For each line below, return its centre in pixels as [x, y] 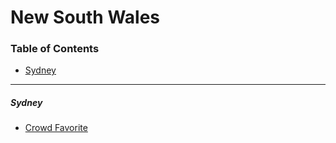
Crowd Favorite [56, 128]
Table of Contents [55, 49]
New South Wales [85, 17]
